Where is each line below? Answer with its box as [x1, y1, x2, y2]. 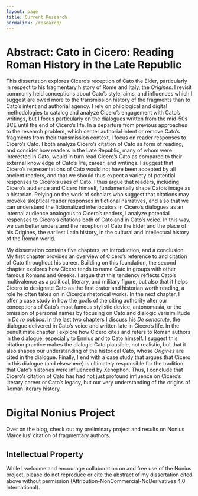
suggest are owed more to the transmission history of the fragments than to [6, 96, 191, 104]
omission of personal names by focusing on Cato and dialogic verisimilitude [6, 310, 190, 317]
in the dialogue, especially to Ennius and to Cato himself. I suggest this [6, 335, 178, 342]
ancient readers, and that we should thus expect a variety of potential [6, 172, 176, 179]
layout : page [6, 8, 38, 15]
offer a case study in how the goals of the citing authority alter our [6, 297, 167, 304]
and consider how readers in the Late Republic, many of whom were [6, 147, 173, 154]
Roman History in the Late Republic [6, 58, 182, 71]
